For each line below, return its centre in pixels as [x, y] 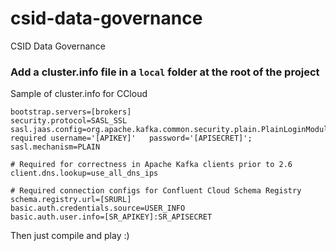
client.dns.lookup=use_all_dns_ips [84, 173]
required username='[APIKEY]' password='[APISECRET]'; [131, 138]
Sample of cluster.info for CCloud [79, 94]
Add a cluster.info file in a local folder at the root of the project [165, 72]
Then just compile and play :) [70, 236]
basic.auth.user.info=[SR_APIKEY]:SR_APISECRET [111, 217]
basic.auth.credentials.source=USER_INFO [98, 208]
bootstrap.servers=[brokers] [71, 112]
